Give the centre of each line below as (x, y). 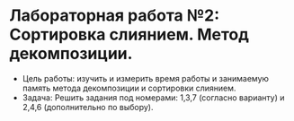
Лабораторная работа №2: (115, 16)
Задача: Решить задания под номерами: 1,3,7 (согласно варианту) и (153, 97)
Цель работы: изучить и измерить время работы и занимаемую (146, 78)
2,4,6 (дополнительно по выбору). (88, 107)
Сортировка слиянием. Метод (129, 35)
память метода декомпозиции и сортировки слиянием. (129, 88)
